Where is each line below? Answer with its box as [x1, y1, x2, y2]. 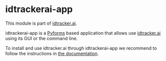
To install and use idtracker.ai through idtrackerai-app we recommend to [5, 45, 157, 51]
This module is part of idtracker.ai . [5, 20, 77, 26]
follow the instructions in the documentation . [5, 50, 99, 56]
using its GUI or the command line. [5, 35, 78, 41]
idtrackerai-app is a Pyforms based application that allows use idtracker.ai [5, 30, 161, 36]
